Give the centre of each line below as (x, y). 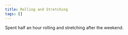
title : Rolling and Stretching (36, 9)
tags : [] (14, 14)
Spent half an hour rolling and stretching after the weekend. (64, 27)
